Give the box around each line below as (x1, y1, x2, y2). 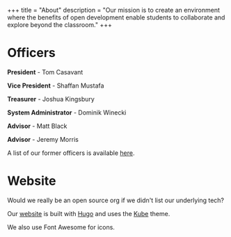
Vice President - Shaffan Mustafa (7, 81, 104, 90)
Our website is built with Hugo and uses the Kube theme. (7, 209, 170, 218)
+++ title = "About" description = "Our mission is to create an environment (7, 6, 221, 14)
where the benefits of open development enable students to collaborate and (7, 13, 225, 22)
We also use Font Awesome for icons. (7, 222, 115, 231)
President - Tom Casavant (7, 67, 83, 76)
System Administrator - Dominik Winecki (7, 108, 127, 117)
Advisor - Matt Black (7, 122, 67, 130)
